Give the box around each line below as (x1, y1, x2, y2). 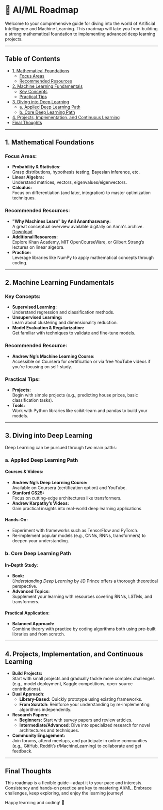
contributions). (12, 686, 42, 692)
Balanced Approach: (12, 621, 55, 627)
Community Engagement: (12, 732, 65, 738)
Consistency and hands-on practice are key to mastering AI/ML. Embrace (5, 785, 152, 791)
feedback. (12, 748, 33, 754)
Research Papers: (12, 712, 49, 718)
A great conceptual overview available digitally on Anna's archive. (12, 223, 144, 229)
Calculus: (12, 185, 33, 191)
